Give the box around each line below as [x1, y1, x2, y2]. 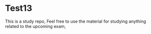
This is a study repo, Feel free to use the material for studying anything [5, 18, 146, 24]
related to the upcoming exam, [5, 23, 66, 29]
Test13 [5, 3, 32, 14]
